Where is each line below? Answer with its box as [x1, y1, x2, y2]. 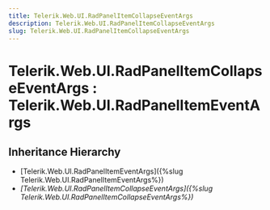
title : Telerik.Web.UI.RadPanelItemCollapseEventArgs [8, 11, 194, 20]
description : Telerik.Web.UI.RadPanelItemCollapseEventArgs [8, 19, 216, 27]
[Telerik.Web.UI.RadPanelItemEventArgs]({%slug [19, 166, 184, 176]
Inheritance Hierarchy [8, 145, 121, 158]
